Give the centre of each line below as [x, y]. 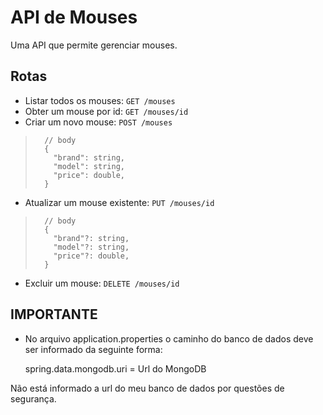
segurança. [33, 398]
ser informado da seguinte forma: [93, 349]
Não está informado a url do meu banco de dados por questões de [147, 388]
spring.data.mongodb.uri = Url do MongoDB [115, 368]
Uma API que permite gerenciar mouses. [94, 45]
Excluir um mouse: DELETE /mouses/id [102, 283]
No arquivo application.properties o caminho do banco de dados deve [169, 338]
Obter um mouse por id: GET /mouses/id [106, 111]
